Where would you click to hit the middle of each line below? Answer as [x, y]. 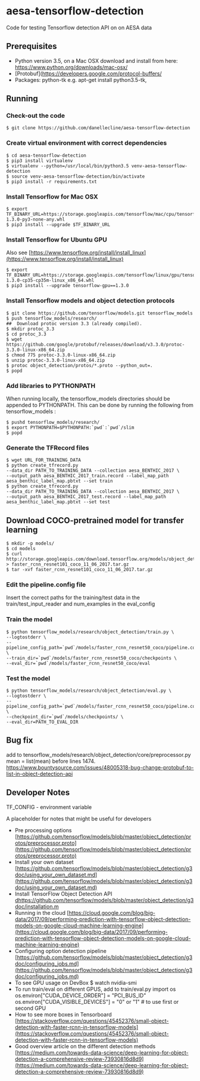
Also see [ [18, 253]
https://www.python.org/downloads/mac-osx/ [71, 67]
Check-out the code [36, 116]
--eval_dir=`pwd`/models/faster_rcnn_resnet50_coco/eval [78, 663]
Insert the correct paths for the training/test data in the [73, 598]
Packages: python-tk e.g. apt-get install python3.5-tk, [81, 80]
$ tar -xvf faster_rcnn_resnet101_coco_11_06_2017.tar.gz [79, 570]
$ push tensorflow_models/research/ [51, 318]
